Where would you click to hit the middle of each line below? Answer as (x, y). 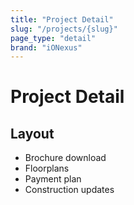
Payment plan (53, 179)
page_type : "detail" (53, 38)
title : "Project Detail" (62, 19)
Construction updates (69, 190)
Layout (32, 133)
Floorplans (47, 168)
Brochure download (65, 158)
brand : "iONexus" (46, 47)
